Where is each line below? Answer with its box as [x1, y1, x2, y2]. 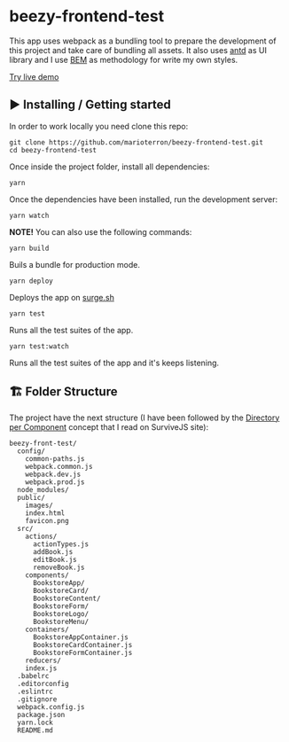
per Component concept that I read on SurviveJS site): [9, 421, 209, 432]
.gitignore [17, 694, 58, 704]
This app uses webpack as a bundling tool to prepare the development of [9, 35, 277, 46]
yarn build [9, 244, 50, 253]
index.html [25, 508, 66, 518]
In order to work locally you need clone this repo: [9, 121, 189, 131]
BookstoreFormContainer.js [32, 648, 133, 657]
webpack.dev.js [25, 470, 82, 479]
